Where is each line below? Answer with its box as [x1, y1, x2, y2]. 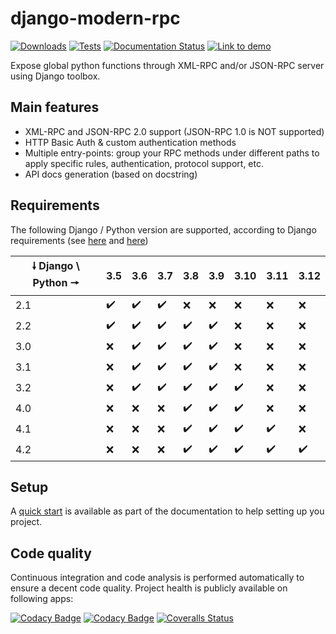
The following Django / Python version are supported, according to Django [10, 223, 317, 236]
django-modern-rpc [10, 7, 181, 30]
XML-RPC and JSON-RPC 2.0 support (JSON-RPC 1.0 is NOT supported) [24, 125, 325, 137]
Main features [10, 99, 100, 116]
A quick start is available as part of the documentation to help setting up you [10, 505, 325, 517]
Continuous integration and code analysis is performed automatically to [10, 572, 305, 584]
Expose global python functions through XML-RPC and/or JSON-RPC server [10, 59, 325, 71]
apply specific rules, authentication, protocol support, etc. [24, 157, 265, 169]
